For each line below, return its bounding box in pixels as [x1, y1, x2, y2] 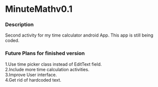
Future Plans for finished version [5, 50, 85, 57]
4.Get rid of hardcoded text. [5, 77, 62, 83]
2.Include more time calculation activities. [5, 66, 90, 72]
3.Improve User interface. [5, 72, 57, 78]
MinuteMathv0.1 [5, 3, 73, 15]
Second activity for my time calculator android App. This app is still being [5, 32, 154, 38]
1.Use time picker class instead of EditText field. [5, 61, 102, 67]
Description [5, 21, 34, 28]
